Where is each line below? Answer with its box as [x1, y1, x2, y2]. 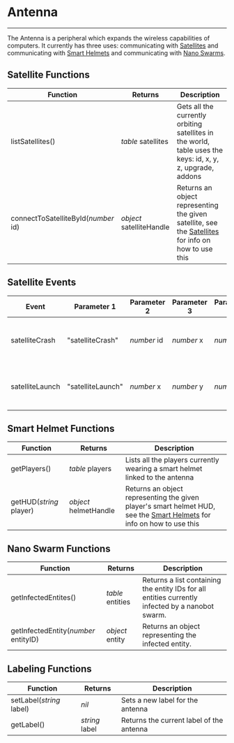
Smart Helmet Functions [7, 422, 115, 434]
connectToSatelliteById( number [10, 213, 115, 223]
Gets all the [176, 101, 214, 111]
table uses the [176, 145, 224, 154]
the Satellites [176, 226, 219, 236]
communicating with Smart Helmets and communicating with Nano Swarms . [7, 48, 226, 57]
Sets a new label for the [120, 695, 198, 705]
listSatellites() [10, 136, 56, 146]
